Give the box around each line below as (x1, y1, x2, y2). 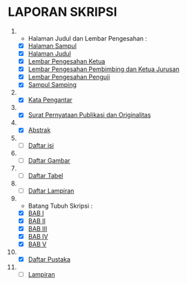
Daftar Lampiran (28, 186, 75, 195)
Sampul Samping (28, 81, 77, 89)
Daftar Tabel (28, 171, 63, 179)
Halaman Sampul (28, 41, 77, 50)
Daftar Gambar (28, 156, 71, 164)
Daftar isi (28, 141, 55, 149)
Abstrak (28, 126, 51, 135)
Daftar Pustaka (28, 255, 71, 264)
